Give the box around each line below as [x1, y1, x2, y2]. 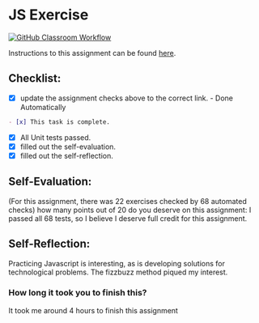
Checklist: [8, 71, 62, 86]
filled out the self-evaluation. [19, 142, 116, 151]
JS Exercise [8, 6, 89, 24]
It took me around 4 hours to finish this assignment [8, 305, 178, 315]
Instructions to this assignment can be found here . [8, 48, 176, 57]
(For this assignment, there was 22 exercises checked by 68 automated [8, 196, 247, 206]
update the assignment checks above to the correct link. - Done [19, 93, 233, 103]
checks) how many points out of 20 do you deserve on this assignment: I [8, 205, 252, 215]
